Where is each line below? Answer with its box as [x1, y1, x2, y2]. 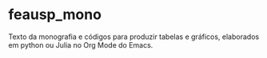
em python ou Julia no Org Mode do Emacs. [8, 40, 153, 49]
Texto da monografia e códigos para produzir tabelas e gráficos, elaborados [8, 32, 260, 41]
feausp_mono [8, 6, 102, 24]
